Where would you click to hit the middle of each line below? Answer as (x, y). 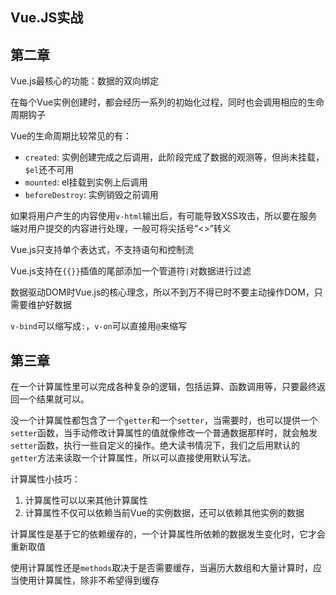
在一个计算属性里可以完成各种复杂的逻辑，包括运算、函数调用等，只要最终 (163, 387)
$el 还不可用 (49, 170)
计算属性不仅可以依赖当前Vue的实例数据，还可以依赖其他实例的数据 (164, 513)
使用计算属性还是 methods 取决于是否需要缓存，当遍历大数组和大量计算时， (162, 568)
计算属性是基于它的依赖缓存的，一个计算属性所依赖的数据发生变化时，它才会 (168, 534)
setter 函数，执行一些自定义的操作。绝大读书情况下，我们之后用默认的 (155, 445)
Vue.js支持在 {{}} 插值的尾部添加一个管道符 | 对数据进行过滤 (131, 271)
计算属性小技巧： (45, 479)
